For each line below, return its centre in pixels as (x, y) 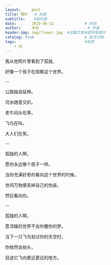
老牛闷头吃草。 (20, 113)
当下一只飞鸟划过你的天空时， (35, 236)
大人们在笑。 (18, 133)
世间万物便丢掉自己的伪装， (33, 185)
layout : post (23, 10)
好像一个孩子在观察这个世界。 (35, 72)
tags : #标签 (50, 42)
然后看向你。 (18, 195)
